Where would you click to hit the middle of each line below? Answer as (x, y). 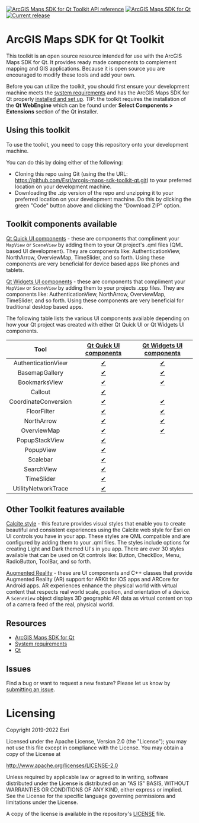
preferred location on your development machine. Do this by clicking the (103, 199)
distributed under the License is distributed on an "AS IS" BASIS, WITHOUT (98, 783)
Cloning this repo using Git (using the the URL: (71, 174)
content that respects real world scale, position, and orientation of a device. (98, 592)
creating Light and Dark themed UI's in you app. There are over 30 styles (95, 549)
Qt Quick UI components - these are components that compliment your (93, 238)
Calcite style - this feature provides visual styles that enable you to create (96, 524)
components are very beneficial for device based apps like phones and (93, 264)
